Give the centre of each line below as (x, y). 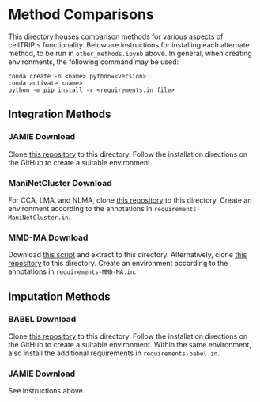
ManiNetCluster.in (38, 218)
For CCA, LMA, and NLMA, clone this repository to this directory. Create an (130, 200)
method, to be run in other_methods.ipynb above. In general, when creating (130, 53)
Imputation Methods (59, 296)
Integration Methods (60, 114)
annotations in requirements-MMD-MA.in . (72, 271)
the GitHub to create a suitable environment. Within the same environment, (130, 344)
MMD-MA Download (48, 237)
